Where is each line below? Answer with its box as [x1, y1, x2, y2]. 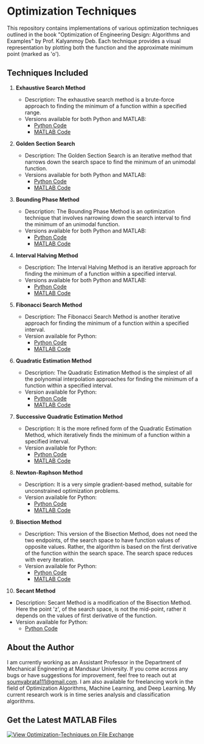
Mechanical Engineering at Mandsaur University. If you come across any [7, 665, 188, 672]
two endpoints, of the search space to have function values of [24, 537, 180, 544]
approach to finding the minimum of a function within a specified [24, 102, 187, 110]
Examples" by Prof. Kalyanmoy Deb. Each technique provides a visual [7, 37, 181, 44]
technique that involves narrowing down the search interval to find [24, 214, 191, 221]
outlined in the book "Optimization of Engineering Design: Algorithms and [7, 30, 191, 38]
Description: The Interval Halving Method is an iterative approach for [24, 263, 197, 271]
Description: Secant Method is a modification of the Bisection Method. [15, 599, 192, 606]
